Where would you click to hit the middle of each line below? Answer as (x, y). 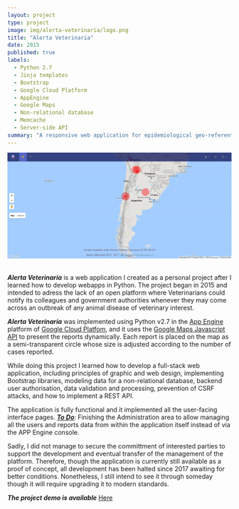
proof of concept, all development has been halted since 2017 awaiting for (116, 469)
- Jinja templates (41, 75)
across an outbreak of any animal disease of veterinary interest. (101, 308)
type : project (28, 22)
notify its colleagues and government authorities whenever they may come (117, 300)
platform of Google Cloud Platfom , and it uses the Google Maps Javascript (116, 329)
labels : (19, 61)
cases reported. (31, 352)
